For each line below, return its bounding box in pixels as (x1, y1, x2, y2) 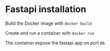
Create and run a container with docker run (5, 30, 94, 36)
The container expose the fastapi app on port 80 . (5, 39, 106, 46)
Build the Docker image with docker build (5, 20, 92, 26)
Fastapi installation (5, 4, 86, 15)
